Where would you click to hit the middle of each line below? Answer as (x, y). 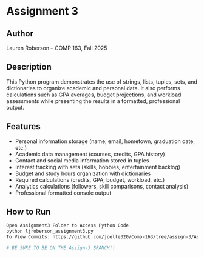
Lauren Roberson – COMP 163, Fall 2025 (57, 48)
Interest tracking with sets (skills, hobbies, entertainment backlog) (98, 167)
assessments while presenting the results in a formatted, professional (93, 101)
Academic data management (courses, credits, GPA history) (90, 154)
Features (23, 126)
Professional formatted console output (63, 193)
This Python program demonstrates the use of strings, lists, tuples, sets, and (102, 82)
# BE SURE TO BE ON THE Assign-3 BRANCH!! (61, 248)
